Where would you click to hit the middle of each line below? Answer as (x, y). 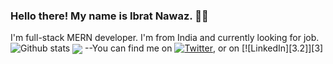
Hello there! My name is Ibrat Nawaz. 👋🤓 (109, 16)
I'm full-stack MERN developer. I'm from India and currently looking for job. (165, 38)
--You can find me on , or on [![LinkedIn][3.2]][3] (204, 48)
